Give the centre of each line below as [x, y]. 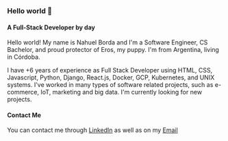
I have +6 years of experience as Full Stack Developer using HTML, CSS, [110, 70]
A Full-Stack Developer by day [51, 27]
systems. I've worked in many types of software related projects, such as [110, 85]
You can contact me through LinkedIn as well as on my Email [92, 130]
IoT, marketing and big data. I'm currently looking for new [122, 92]
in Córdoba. [24, 57]
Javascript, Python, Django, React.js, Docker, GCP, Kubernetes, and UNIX [111, 77]
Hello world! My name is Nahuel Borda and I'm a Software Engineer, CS [107, 42]
